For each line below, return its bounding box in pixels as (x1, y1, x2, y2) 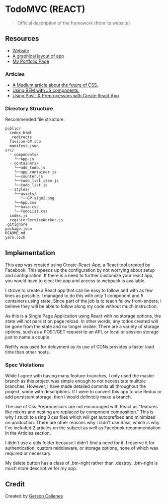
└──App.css (14, 200, 37, 205)
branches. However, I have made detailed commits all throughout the (5, 383, 146, 389)
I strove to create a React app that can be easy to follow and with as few (5, 288, 153, 294)
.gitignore (5, 222, 28, 227)
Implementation (5, 248, 56, 257)
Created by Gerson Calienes (5, 493, 63, 499)
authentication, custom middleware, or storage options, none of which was (5, 445, 159, 451)
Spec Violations (5, 361, 44, 368)
